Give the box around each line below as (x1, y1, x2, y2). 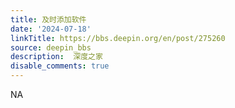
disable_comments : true (10, 61, 110, 71)
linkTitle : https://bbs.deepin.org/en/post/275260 (10, 33, 226, 43)
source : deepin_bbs (10, 42, 92, 53)
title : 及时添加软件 (10, 14, 87, 25)
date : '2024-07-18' (10, 24, 92, 34)
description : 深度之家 (10, 52, 103, 62)
